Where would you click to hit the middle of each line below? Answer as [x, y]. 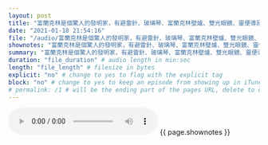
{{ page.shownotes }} [195, 132]
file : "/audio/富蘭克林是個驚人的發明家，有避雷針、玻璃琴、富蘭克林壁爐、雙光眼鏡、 [134, 38]
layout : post [30, 16]
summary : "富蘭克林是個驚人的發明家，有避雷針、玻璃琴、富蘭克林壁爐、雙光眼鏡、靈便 [133, 53]
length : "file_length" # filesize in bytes [82, 68]
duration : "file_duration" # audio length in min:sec [100, 61]
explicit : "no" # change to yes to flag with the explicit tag [116, 75]
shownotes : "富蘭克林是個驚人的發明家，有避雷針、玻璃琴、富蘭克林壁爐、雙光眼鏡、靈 [134, 45]
